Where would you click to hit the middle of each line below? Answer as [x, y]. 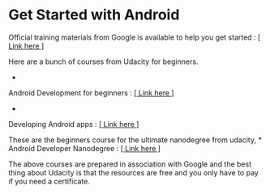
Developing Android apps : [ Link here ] [74, 124]
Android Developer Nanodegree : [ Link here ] [84, 148]
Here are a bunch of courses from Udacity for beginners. [103, 61]
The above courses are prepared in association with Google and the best [130, 164]
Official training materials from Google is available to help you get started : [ [135, 37]
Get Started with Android [94, 15]
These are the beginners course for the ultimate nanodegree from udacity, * [135, 140]
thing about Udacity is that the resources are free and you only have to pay [134, 172]
